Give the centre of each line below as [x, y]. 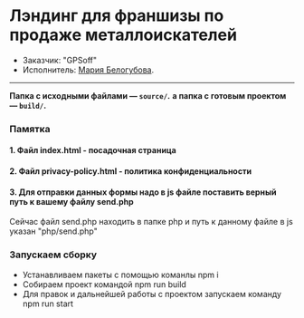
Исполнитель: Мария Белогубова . [88, 70]
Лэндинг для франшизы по [117, 16]
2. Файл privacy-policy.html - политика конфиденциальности [130, 171]
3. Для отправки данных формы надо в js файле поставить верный [143, 192]
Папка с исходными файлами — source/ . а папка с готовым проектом [148, 95]
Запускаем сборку [53, 255]
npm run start [48, 304]
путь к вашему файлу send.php [71, 201]
